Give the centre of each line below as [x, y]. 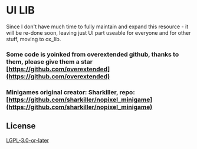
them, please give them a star [50, 61]
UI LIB [21, 10]
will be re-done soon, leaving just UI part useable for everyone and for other [98, 32]
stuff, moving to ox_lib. [34, 39]
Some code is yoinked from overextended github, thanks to [93, 54]
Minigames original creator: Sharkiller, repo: [71, 92]
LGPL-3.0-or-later [27, 140]
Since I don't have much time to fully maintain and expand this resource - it [97, 27]
